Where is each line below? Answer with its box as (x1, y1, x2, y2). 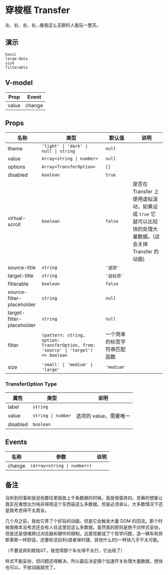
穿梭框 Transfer (5, 5, 70, 16)
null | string (41, 148, 75, 154)
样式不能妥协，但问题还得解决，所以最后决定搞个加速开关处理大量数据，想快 (5, 558, 163, 564)
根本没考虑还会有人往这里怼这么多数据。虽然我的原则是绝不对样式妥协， (13, 524, 163, 530)
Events (5, 438, 27, 446)
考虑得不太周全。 (13, 507, 49, 513)
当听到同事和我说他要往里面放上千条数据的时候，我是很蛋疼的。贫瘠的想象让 (5, 495, 163, 501)
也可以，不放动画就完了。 (5, 564, 58, 570)
